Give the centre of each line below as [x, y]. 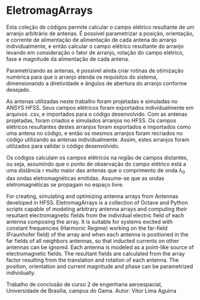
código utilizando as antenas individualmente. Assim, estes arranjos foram [98, 139]
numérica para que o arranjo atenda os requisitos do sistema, [82, 77]
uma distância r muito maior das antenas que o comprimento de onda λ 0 [96, 171]
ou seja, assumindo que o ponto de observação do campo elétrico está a [96, 164]
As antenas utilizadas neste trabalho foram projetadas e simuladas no [92, 101]
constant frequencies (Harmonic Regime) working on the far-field [87, 228]
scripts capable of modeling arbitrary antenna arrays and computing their [97, 209]
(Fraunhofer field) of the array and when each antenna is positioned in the [97, 234]
